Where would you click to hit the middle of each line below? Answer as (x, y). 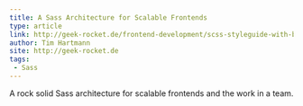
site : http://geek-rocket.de (64, 51)
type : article (36, 26)
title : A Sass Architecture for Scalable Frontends (108, 18)
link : (19, 34)
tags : (19, 59)
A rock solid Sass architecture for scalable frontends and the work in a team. (151, 93)
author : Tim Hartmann (50, 43)
